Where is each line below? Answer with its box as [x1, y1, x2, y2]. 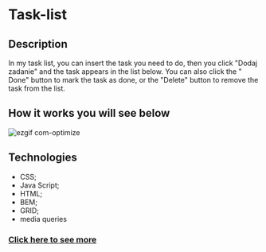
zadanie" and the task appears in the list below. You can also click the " [8, 67, 242, 76]
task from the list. [8, 83, 66, 93]
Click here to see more [8, 234, 97, 245]
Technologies [8, 151, 78, 165]
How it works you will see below [8, 107, 170, 120]
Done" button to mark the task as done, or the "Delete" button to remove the [8, 76, 259, 84]
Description [8, 37, 68, 51]
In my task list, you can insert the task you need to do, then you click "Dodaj [8, 58, 257, 68]
